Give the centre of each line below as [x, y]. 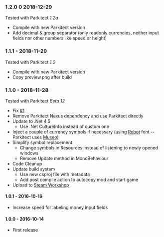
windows [29, 153]
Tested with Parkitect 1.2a [32, 18]
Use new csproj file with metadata [55, 174]
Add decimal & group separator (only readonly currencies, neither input [86, 33]
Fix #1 [18, 110]
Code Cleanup [27, 163]
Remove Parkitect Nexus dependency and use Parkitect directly [78, 115]
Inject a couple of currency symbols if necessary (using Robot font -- [83, 131]
